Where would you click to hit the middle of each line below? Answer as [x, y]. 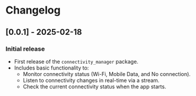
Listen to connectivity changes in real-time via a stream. [91, 80]
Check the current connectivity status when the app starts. [94, 87]
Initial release [25, 49]
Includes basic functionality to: [51, 68]
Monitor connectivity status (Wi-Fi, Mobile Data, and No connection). [107, 74]
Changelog [33, 10]
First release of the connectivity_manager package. [76, 61]
